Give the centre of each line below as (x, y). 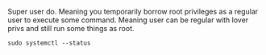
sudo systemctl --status (49, 43)
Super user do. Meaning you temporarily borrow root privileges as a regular (133, 12)
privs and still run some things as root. (71, 28)
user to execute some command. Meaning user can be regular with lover (128, 20)
